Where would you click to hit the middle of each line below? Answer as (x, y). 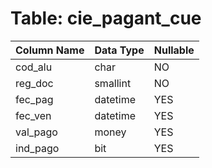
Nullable (174, 50)
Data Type (119, 50)
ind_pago (37, 148)
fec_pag (34, 99)
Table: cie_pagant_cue (106, 18)
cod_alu (34, 67)
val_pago (36, 132)
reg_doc (34, 83)
